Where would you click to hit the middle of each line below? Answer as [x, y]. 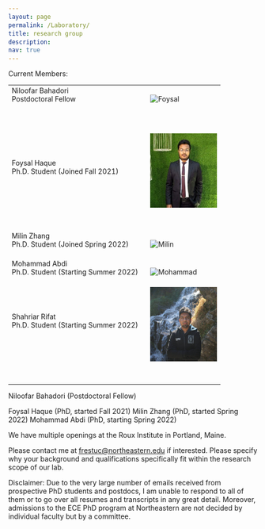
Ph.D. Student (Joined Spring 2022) [70, 244]
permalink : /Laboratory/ [49, 25]
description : [30, 42]
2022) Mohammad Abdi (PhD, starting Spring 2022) [93, 420]
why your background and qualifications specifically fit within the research [130, 459]
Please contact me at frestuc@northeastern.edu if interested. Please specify [133, 450]
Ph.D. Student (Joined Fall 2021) [65, 171]
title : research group [45, 33]
